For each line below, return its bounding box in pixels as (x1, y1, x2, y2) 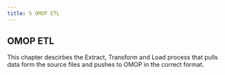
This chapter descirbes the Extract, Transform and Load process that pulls (7, 53, 218, 61)
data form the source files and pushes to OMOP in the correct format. (7, 61, 204, 69)
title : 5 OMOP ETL (7, 10, 60, 17)
